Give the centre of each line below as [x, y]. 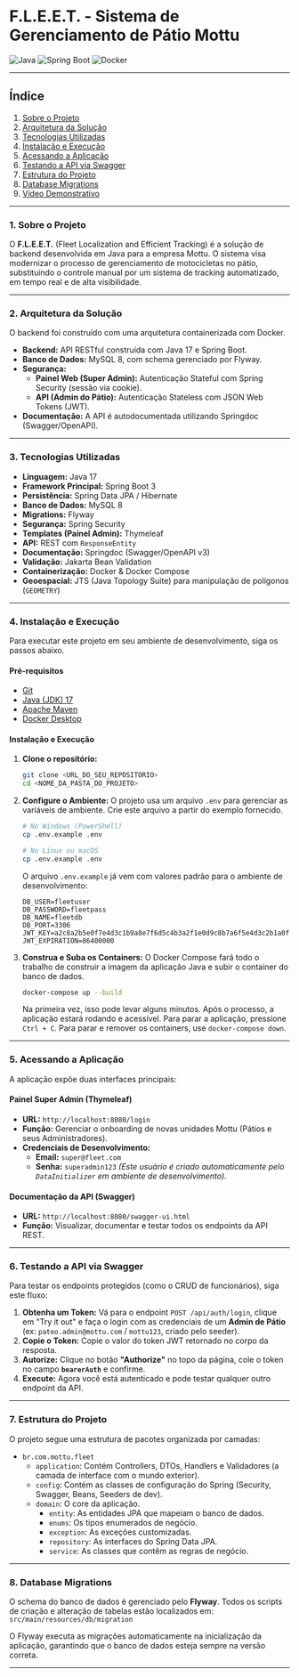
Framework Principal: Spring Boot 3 [89, 486]
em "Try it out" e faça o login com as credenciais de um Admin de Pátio [154, 1322]
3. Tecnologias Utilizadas [65, 458]
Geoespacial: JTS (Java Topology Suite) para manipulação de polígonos [155, 580]
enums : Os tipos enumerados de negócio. [123, 1522]
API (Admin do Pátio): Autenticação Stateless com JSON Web [149, 397]
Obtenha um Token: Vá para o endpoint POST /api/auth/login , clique [149, 1312]
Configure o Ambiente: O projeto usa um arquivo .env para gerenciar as [155, 801]
